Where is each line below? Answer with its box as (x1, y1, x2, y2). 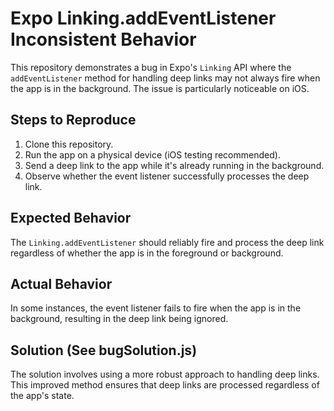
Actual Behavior (10, 275, 113, 292)
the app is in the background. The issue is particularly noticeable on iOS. (10, 82, 310, 94)
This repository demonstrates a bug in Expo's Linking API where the (10, 61, 292, 73)
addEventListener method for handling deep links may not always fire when (10, 72, 321, 84)
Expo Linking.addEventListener (10, 7, 277, 30)
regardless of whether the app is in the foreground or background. (10, 247, 284, 259)
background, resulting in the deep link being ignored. (10, 313, 229, 325)
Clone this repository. (24, 138, 114, 150)
